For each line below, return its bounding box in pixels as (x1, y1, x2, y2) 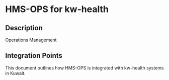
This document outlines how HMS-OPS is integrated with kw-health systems (5, 64, 164, 71)
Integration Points (5, 51, 63, 60)
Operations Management (5, 37, 57, 43)
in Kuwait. (5, 70, 26, 76)
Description (5, 24, 43, 32)
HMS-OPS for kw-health (5, 4, 109, 15)
